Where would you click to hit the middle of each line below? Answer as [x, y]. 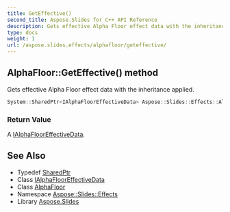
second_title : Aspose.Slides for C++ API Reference [82, 20]
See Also [26, 156]
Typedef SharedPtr [44, 172]
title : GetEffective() [39, 13]
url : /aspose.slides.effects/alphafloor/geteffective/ [87, 45]
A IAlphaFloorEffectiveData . [46, 134]
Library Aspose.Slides [48, 201]
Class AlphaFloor [41, 187]
